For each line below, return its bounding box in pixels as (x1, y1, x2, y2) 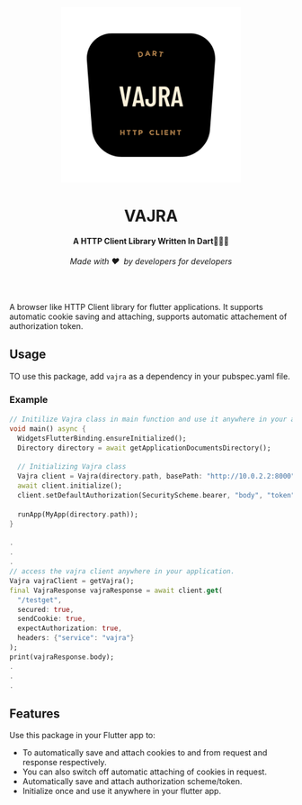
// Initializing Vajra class (17, 462, 127, 471)
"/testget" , (17, 595, 63, 605)
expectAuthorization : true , (17, 624, 123, 633)
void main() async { (9, 424, 87, 434)
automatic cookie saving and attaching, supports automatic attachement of (9, 311, 288, 322)
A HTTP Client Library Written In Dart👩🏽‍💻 (73, 235, 229, 246)
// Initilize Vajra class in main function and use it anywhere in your (9, 415, 288, 425)
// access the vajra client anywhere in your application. (9, 567, 235, 576)
